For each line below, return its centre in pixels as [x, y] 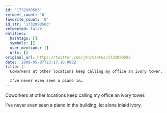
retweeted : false [24, 29]
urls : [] [19, 52]
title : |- [16, 67]
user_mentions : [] [30, 48]
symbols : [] [23, 43]
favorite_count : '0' [27, 19]
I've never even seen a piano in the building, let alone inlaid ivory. [74, 105]
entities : [16, 34]
